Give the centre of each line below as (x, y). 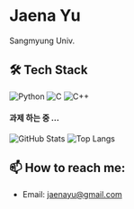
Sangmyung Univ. (42, 41)
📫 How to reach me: (67, 168)
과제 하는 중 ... (35, 118)
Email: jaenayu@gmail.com (72, 194)
